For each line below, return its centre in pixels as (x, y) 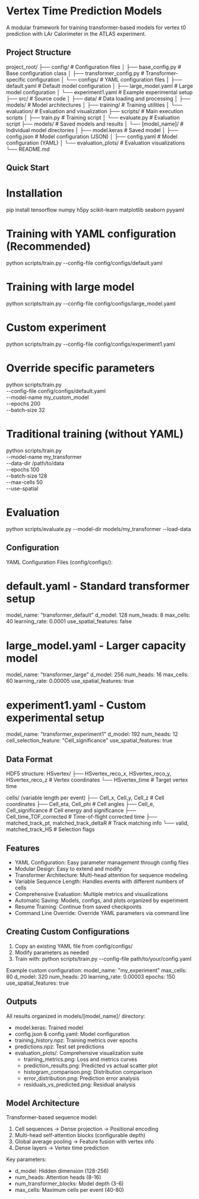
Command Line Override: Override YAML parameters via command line (102, 913)
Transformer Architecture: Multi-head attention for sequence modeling (101, 875)
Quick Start (28, 168)
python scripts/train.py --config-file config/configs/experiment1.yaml (91, 344)
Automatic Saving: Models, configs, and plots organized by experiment (101, 900)
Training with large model (70, 287)
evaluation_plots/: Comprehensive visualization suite (79, 1053)
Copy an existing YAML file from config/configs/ (74, 946)
